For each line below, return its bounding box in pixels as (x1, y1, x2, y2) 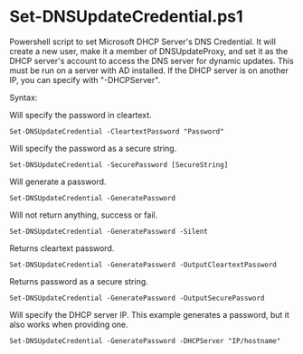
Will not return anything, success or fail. (9, 210, 158, 220)
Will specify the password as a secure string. (9, 143, 177, 154)
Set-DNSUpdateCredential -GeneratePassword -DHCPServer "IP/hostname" (9, 336, 281, 345)
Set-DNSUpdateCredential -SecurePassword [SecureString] (9, 160, 229, 169)
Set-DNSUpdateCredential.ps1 (9, 6, 243, 27)
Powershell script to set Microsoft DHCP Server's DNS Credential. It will (9, 36, 276, 47)
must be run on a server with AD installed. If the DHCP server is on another (9, 65, 289, 76)
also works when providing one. (9, 319, 128, 330)
